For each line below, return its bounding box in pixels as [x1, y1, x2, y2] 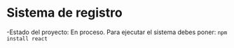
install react [6, 35, 48, 42]
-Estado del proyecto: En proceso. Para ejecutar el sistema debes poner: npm [6, 28, 228, 36]
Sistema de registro [6, 5, 123, 21]
